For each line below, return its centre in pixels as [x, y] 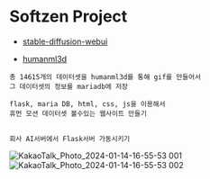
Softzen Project [68, 17]
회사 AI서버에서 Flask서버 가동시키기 [70, 139]
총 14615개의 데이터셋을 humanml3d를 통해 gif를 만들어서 [105, 77]
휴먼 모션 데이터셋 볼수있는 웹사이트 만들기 [78, 113]
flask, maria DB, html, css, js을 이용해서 [87, 104]
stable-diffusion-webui [65, 41]
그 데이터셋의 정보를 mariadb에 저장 [69, 86]
